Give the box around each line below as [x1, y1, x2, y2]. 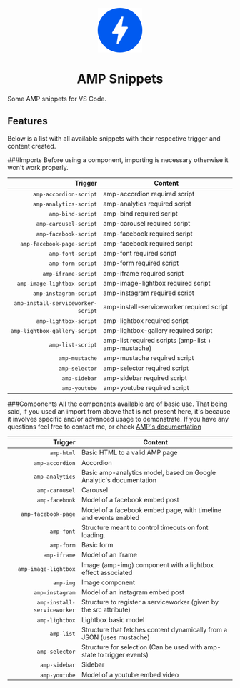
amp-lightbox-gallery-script [10, 327, 98, 334]
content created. [7, 141, 56, 150]
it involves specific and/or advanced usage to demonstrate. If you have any [7, 414, 229, 423]
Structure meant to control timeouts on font [81, 523, 209, 532]
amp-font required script [103, 249, 177, 257]
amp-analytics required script [103, 199, 191, 208]
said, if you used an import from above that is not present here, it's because [7, 407, 231, 415]
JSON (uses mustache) [81, 633, 150, 642]
